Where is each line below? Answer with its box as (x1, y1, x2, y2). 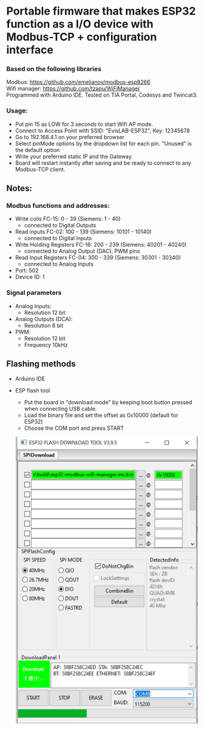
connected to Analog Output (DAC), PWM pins (24, 247, 140, 255)
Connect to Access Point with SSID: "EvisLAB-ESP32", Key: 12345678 (15, 126, 190, 134)
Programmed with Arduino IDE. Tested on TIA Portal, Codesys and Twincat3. (6, 91, 198, 98)
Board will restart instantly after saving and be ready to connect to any (15, 159, 191, 167)
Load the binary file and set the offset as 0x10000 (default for (24, 411, 178, 419)
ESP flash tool (15, 387, 50, 394)
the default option (15, 146, 60, 153)
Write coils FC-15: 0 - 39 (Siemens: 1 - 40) (15, 215, 121, 222)
